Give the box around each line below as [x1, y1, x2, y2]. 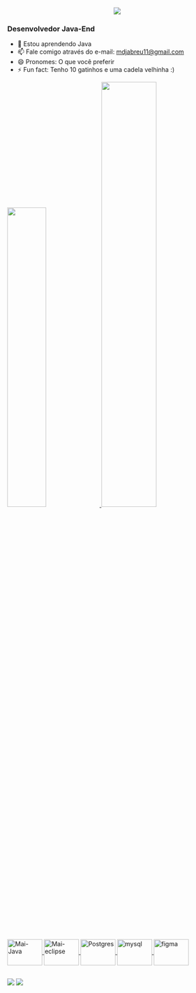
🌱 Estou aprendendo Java [17, 40, 92, 48]
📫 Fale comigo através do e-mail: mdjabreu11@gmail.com [17, 47, 185, 56]
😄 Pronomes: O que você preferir [17, 58, 115, 66]
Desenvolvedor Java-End [7, 24, 96, 34]
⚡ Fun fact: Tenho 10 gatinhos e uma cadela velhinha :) [17, 66, 175, 74]
